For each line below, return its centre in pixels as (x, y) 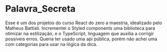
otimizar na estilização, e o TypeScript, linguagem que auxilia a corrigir (80, 33)
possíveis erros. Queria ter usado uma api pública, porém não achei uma (81, 39)
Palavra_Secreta (40, 9)
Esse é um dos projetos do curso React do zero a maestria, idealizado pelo (84, 23)
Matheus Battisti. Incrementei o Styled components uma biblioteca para (80, 28)
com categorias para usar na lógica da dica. (51, 44)
